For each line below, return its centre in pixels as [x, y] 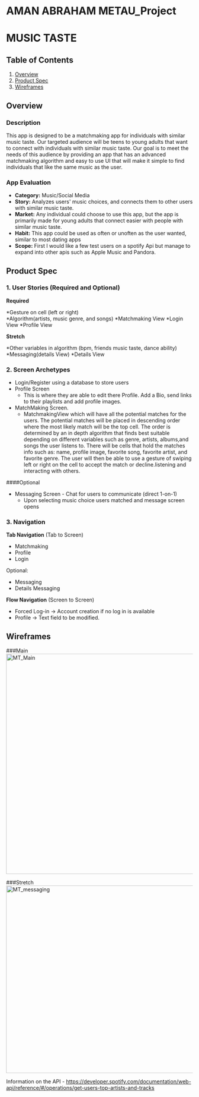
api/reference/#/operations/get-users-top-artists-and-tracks [81, 1088]
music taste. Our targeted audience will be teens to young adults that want [97, 141]
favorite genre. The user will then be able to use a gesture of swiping [107, 458]
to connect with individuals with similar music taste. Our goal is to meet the [97, 148]
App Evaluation [29, 182]
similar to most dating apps [48, 239]
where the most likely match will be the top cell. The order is [97, 427]
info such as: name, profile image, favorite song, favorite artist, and [105, 452]
